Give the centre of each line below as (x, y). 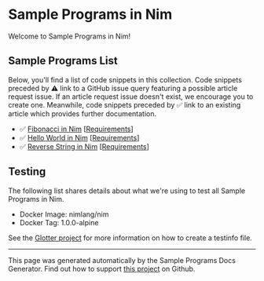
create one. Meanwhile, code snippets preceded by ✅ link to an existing (125, 104)
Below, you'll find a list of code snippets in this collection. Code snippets (125, 79)
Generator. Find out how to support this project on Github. (102, 268)
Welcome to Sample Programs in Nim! (70, 36)
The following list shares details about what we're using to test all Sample (127, 191)
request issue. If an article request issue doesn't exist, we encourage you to (131, 97)
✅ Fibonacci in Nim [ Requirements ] (76, 129)
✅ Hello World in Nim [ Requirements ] (79, 137)
